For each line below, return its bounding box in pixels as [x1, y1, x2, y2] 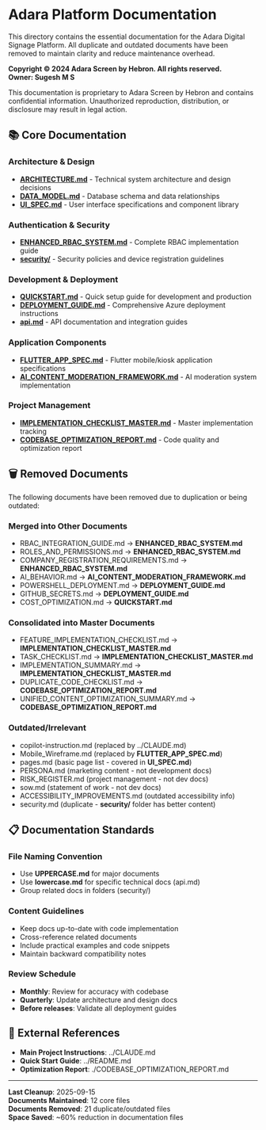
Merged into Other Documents [8, 521, 128, 532]
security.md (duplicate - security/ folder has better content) [19, 799, 216, 809]
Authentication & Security [8, 220, 111, 231]
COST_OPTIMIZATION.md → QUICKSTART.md [19, 597, 173, 607]
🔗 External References [8, 1026, 120, 1040]
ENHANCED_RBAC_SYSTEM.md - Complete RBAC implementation [19, 237, 239, 246]
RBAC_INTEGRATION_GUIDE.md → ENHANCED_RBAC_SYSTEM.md [19, 538, 243, 548]
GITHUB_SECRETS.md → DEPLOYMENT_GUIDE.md [19, 589, 189, 598]
